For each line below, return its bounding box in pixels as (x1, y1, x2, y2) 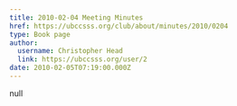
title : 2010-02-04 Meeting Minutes (9, 13, 144, 22)
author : (9, 38, 39, 48)
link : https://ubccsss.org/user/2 (17, 55, 147, 64)
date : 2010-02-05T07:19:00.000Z (9, 64, 131, 73)
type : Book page (9, 30, 71, 39)
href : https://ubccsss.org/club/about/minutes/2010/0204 (9, 22, 229, 31)
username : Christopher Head (17, 47, 124, 56)
